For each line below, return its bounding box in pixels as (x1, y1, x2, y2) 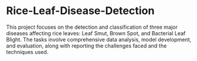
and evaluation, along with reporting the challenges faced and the (6, 42, 167, 49)
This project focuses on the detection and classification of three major (6, 23, 178, 30)
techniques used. (6, 48, 49, 55)
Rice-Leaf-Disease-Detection (6, 4, 155, 18)
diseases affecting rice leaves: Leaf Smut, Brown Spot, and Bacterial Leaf (6, 29, 186, 36)
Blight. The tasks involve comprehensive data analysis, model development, (6, 36, 192, 43)
